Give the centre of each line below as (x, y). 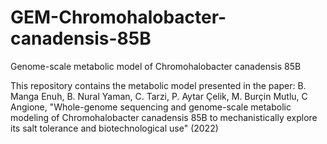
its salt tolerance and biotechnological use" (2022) (114, 128)
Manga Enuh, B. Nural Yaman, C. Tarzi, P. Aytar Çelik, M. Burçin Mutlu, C (159, 96)
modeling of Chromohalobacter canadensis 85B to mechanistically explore (164, 117)
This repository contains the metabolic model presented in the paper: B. (158, 85)
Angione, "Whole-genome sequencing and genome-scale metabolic (151, 107)
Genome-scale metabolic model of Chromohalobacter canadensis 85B (156, 66)
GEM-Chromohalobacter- (118, 17)
